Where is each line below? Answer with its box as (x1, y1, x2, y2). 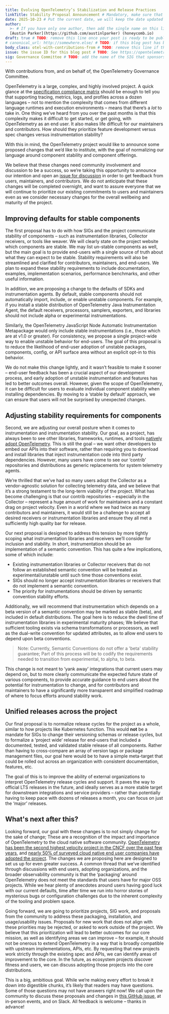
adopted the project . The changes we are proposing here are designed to (5, 855, 157, 861)
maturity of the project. (5, 200, 53, 206)
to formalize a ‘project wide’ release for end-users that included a (5, 737, 141, 743)
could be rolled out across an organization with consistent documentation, (5, 758, 159, 764)
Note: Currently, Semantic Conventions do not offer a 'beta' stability (17, 645, 158, 651)
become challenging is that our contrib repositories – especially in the (5, 494, 149, 499)
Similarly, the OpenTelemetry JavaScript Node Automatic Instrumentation (5, 322, 157, 328)
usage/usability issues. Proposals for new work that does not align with (5, 919, 153, 925)
